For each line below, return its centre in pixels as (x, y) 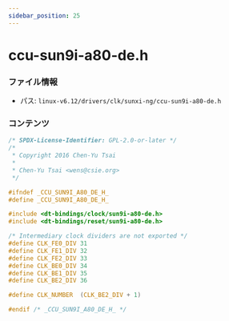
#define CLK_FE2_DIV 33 (48, 258)
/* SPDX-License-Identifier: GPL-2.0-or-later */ (93, 141)
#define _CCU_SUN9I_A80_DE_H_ (59, 200)
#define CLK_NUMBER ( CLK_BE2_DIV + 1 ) (75, 295)
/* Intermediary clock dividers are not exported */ (98, 236)
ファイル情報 (33, 82)
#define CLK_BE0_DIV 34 (48, 266)
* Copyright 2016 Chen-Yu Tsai (64, 156)
